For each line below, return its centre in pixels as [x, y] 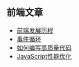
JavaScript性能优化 [44, 56]
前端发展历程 [35, 30]
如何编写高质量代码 [44, 48]
